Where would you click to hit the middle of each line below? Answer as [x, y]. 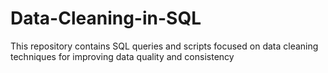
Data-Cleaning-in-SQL [106, 18]
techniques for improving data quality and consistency [122, 56]
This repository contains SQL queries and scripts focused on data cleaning [164, 46]
